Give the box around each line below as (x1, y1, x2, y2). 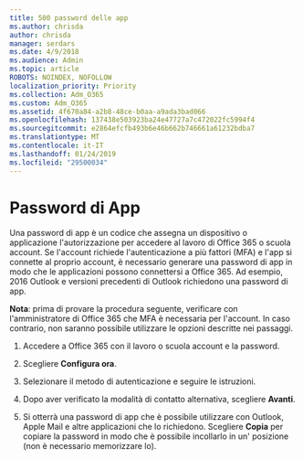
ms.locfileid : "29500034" (9, 157, 108, 167)
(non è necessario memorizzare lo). (22, 441, 157, 452)
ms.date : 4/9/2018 (9, 48, 79, 57)
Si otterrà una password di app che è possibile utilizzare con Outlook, (22, 412, 285, 423)
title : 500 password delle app (9, 13, 129, 23)
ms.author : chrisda (9, 22, 84, 31)
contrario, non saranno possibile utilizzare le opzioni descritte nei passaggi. (9, 323, 294, 334)
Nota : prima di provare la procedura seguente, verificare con (9, 304, 239, 315)
